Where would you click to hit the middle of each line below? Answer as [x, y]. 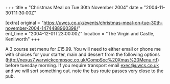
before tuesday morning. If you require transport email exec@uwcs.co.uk [82, 65]
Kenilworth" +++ [23, 39]
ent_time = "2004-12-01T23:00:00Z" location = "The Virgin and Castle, [80, 34]
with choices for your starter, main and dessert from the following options [82, 54]
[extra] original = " [25, 23]
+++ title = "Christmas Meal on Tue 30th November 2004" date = [74, 7]
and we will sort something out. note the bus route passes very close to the [84, 71]
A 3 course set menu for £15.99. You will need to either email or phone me [83, 49]
